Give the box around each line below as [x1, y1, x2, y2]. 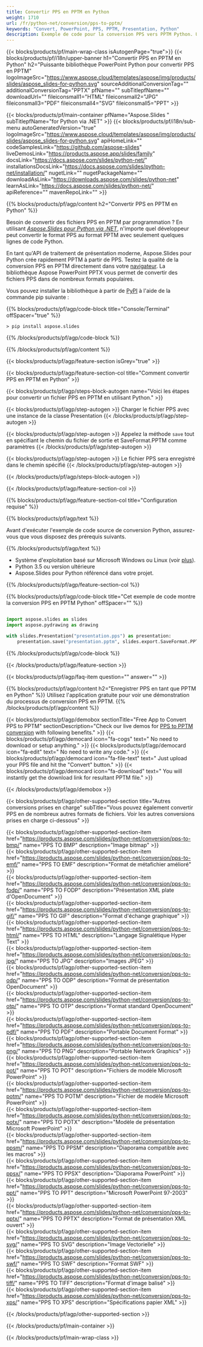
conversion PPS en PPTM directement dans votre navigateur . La [6, 262, 166, 270]
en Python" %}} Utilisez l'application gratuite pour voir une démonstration [6, 691, 190, 698]
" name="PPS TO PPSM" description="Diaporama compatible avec [22, 1144, 189, 1151]
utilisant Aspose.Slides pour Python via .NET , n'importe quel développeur [6, 225, 189, 232]
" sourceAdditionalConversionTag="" [97, 80, 189, 88]
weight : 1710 [6, 15, 39, 21]
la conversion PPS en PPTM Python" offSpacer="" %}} [6, 600, 143, 607]
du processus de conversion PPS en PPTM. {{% [6, 698, 126, 705]
